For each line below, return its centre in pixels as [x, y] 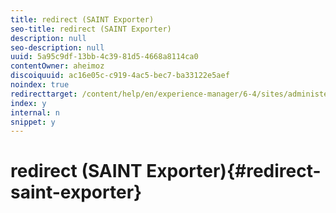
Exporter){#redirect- [234, 171]
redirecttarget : [44, 94]
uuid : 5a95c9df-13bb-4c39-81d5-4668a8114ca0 [104, 57]
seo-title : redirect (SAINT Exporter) [91, 29]
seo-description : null [57, 47]
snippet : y [33, 122]
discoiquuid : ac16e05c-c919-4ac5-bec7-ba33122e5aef [120, 76]
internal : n [35, 112]
